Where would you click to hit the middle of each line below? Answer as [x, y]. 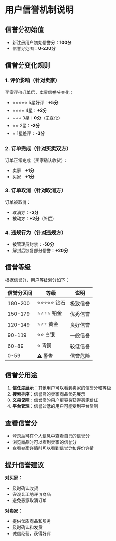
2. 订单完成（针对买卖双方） [38, 148]
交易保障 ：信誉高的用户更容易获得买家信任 [55, 400]
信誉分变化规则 [28, 65]
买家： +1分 [23, 176]
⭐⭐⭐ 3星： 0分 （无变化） [37, 118]
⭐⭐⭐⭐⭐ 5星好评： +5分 [35, 102]
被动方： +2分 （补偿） [34, 219]
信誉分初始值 [24, 30]
